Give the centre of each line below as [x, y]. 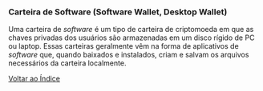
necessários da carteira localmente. [67, 63]
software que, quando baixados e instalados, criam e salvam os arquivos [129, 55]
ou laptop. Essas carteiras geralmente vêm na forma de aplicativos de [123, 46]
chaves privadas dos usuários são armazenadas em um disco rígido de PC [131, 38]
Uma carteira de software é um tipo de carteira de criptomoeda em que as [131, 30]
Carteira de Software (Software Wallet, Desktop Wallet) [118, 12]
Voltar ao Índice [34, 79]
